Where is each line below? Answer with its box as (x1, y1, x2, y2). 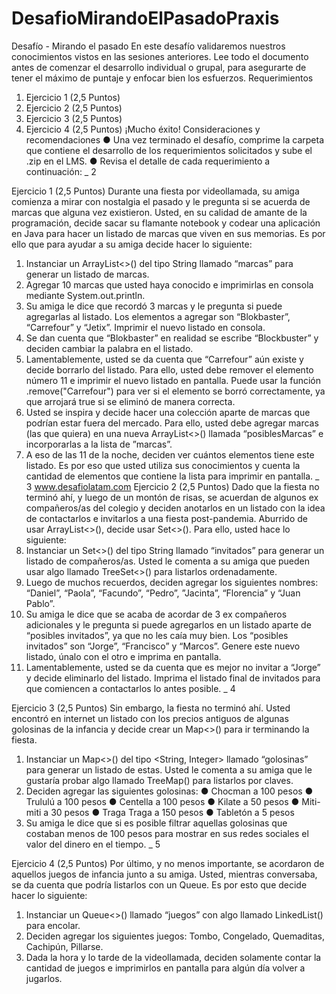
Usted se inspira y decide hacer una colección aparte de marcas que (25, 406, 311, 418)
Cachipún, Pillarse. (25, 940, 104, 952)
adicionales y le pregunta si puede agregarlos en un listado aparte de (25, 618, 312, 631)
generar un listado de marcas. (25, 268, 150, 280)
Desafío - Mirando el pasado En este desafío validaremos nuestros (11, 40, 286, 52)
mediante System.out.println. (25, 289, 146, 301)
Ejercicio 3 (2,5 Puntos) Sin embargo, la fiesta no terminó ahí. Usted (11, 702, 291, 714)
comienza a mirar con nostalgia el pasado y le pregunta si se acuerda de (11, 195, 311, 207)
